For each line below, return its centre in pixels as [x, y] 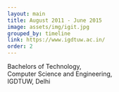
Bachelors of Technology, [45, 66]
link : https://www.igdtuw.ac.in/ [56, 40]
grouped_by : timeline [39, 33]
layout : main [26, 14]
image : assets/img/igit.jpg [49, 27]
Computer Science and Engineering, [60, 74]
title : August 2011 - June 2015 [55, 20]
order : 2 [20, 46]
